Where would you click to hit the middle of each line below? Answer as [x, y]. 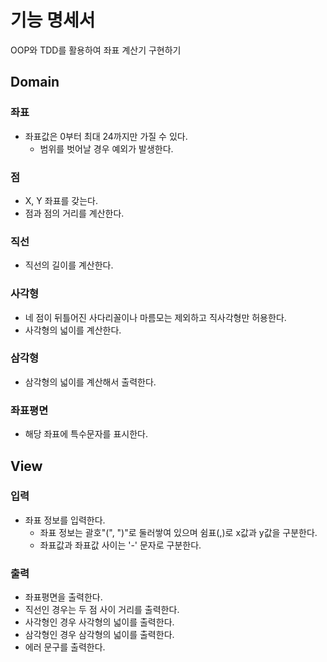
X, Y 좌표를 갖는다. [61, 200]
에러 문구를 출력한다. [65, 647]
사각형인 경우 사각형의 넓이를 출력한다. [99, 622]
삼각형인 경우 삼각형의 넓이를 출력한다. [99, 635]
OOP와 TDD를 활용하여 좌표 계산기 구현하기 [96, 50]
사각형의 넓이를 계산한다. [73, 330]
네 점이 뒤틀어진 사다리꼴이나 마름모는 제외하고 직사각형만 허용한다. [155, 317]
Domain [35, 82]
